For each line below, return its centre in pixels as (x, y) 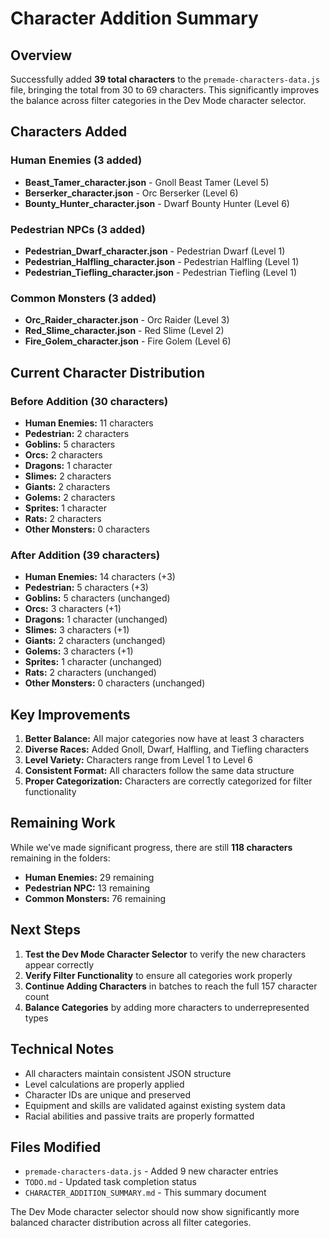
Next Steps (45, 930)
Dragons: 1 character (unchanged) (96, 619)
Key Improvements (70, 714)
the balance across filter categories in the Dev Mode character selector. (158, 100)
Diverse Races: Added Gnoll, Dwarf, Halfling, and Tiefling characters (167, 749)
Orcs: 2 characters (63, 454)
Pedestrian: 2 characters (77, 433)
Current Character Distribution (108, 372)
